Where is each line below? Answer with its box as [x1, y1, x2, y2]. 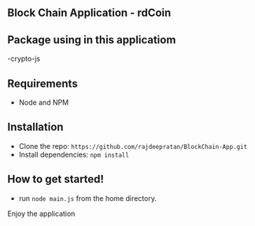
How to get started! [7, 172, 104, 186]
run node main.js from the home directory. [18, 193, 157, 203]
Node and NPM [18, 98, 69, 107]
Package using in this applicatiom [7, 33, 176, 46]
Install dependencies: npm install [18, 150, 129, 159]
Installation [7, 120, 64, 134]
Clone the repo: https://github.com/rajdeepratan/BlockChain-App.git [18, 141, 248, 150]
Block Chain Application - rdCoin [7, 6, 172, 20]
